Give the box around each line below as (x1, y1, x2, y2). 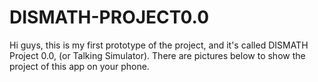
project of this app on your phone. (9, 60, 150, 72)
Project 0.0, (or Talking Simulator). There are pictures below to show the (9, 49, 306, 61)
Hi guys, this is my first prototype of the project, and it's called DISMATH (9, 39, 309, 51)
